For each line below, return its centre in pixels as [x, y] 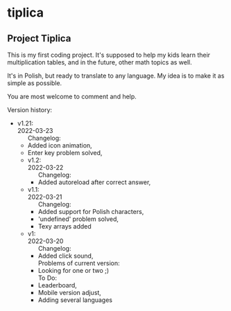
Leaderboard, [58, 285]
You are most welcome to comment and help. [72, 96]
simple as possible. [35, 83]
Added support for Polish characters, [91, 212]
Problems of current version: [79, 263]
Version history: [30, 110]
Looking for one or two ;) [74, 270]
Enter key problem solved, [65, 153]
